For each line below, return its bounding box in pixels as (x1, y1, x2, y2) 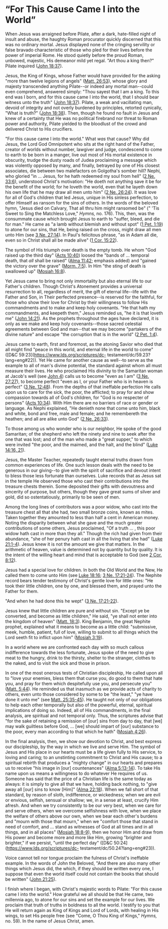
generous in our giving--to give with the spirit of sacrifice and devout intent (5, 467, 161, 473)
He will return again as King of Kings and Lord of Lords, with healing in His (5, 907, 159, 913)
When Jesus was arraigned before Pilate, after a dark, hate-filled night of (5, 31, 156, 37)
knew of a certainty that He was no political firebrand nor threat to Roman (5, 115, 157, 121)
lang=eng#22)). (5, 357, 38, 363)
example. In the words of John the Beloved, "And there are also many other (5, 860, 160, 866)
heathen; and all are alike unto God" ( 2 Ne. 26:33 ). (5, 416, 109, 422)
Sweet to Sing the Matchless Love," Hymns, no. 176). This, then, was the (5, 210, 154, 217)
